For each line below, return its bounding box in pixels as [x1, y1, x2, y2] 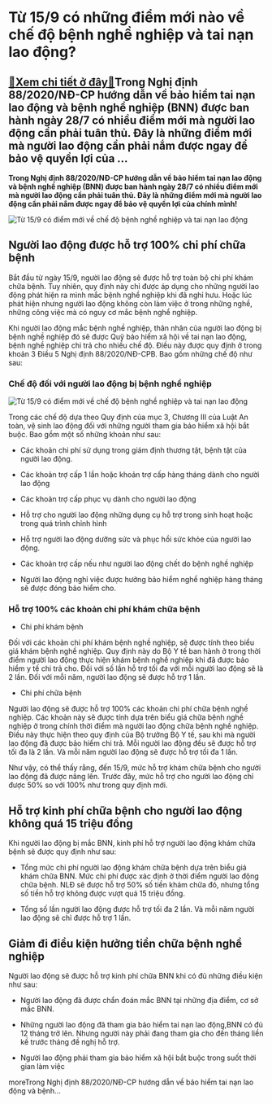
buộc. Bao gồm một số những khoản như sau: [8, 430, 161, 440]
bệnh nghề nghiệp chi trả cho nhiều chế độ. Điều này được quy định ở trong [8, 340, 262, 350]
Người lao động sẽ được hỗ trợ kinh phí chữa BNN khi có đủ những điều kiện [8, 971, 263, 981]
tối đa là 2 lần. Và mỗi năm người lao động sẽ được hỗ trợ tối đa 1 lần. [8, 747, 238, 757]
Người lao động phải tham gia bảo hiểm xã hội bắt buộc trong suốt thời [19, 1053, 257, 1062]
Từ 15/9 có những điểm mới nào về [8, 8, 245, 27]
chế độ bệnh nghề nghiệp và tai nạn [8, 25, 254, 44]
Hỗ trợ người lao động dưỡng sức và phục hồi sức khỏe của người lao [19, 534, 252, 545]
